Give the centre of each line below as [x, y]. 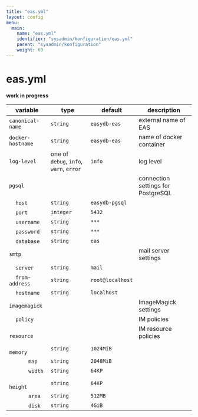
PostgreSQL [155, 193]
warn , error [66, 169]
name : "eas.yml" [37, 34]
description [164, 110]
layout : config [25, 17]
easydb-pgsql [109, 202]
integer [61, 212]
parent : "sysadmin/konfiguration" [59, 45]
